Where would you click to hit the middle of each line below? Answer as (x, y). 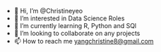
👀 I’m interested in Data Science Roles (69, 18)
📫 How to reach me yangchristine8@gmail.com (84, 41)
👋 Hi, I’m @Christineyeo (48, 11)
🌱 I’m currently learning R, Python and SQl (75, 26)
